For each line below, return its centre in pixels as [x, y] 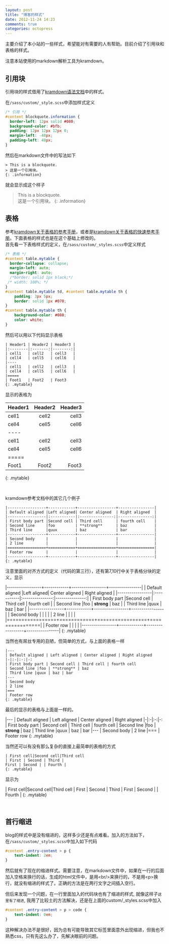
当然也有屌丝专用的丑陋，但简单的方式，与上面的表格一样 [65, 641]
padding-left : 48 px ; [31, 140]
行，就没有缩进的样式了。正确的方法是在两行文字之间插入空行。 [71, 883]
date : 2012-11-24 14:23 [30, 19]
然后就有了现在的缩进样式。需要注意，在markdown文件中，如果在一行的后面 [85, 870]
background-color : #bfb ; [36, 126]
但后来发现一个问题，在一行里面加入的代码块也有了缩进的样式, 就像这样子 [81, 894]
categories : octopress [29, 29]
